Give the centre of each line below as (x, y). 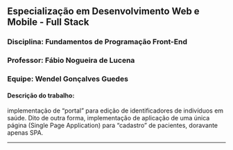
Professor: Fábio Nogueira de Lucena (71, 60)
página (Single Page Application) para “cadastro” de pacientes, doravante (113, 125)
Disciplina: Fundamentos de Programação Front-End (97, 42)
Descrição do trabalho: (41, 95)
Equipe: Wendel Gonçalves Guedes (68, 79)
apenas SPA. (25, 133)
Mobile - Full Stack (48, 22)
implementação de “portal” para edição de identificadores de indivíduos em (115, 111)
